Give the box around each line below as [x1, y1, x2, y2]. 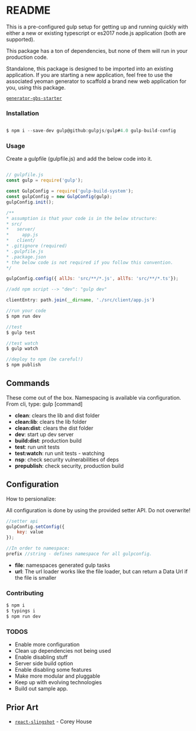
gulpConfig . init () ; [6, 199, 54, 205]
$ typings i [6, 608, 36, 614]
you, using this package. [6, 84, 66, 91]
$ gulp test [6, 330, 36, 336]
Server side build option [14, 660, 73, 667]
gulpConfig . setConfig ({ [6, 523, 65, 529]
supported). [6, 36, 36, 43]
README [6, 4, 51, 17]
